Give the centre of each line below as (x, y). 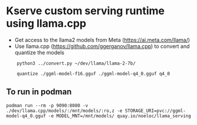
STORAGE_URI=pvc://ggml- (155, 111)
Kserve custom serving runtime (86, 11)
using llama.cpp (46, 23)
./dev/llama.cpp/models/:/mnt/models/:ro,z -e (64, 111)
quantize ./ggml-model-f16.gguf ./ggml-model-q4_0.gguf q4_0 (93, 73)
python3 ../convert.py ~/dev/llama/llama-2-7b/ (76, 63)
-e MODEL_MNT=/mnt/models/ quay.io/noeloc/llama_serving (120, 116)
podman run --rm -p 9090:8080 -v (47, 105)
